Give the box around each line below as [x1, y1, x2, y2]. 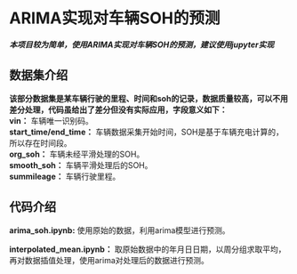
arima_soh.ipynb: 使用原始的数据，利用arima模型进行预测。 [9, 224, 230, 236]
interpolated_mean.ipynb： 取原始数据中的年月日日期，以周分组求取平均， [9, 244, 286, 254]
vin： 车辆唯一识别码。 [9, 115, 93, 125]
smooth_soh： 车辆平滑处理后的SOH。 [9, 159, 153, 170]
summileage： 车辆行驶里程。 [9, 171, 121, 181]
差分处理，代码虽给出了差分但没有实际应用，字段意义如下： [9, 104, 228, 115]
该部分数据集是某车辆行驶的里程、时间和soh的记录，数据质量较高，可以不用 [9, 93, 289, 103]
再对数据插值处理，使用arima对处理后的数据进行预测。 [9, 254, 209, 265]
